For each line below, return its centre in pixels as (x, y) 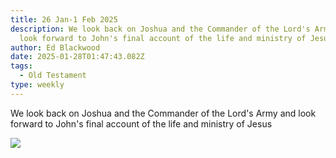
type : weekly (37, 85)
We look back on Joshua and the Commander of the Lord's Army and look (163, 113)
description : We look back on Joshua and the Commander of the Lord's (160, 29)
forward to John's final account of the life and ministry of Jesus (141, 123)
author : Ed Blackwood (55, 47)
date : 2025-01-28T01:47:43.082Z (77, 57)
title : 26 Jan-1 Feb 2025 (64, 19)
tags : (21, 66)
